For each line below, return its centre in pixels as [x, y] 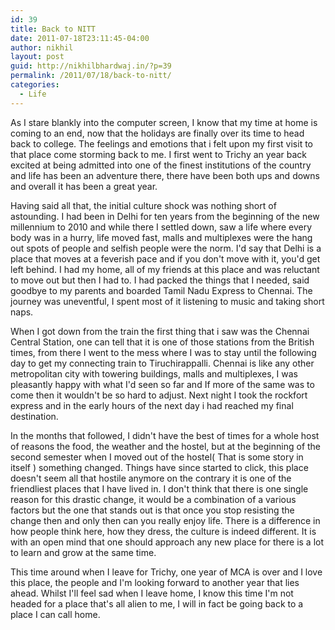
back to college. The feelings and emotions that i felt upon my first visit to [161, 143]
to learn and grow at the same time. [83, 552]
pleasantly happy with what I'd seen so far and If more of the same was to [162, 384]
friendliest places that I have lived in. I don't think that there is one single [159, 488]
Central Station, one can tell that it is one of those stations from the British [162, 342]
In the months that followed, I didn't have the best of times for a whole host [165, 435]
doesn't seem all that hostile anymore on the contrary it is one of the [151, 478]
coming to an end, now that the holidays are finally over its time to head [157, 133]
